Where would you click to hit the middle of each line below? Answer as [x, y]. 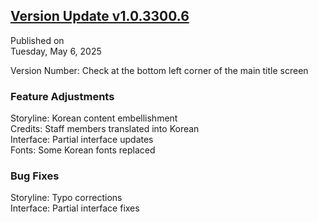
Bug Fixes [35, 176]
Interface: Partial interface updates [82, 140]
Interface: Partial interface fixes [75, 208]
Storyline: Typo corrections [66, 198]
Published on [37, 40]
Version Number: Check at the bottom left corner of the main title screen [159, 70]
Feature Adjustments [62, 96]
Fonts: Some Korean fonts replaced [83, 150]
